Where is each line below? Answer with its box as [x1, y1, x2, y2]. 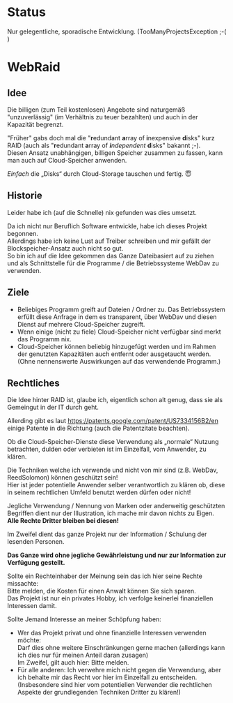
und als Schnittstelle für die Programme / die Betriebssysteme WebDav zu [7, 259, 219, 267]
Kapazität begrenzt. [7, 120, 64, 128]
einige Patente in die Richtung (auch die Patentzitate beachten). [7, 424, 190, 433]
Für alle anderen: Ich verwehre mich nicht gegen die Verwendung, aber [17, 666, 221, 674]
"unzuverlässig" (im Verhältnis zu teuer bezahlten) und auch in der [7, 112, 198, 121]
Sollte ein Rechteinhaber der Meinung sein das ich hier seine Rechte [7, 572, 203, 580]
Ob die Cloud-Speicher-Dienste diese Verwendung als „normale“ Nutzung [7, 438, 219, 446]
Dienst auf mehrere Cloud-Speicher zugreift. [17, 320, 145, 328]
